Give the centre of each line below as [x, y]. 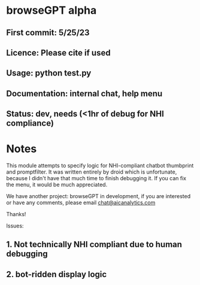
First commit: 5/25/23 [48, 33]
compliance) [30, 123]
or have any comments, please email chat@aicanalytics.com [81, 203]
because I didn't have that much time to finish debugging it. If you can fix [96, 178]
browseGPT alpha [51, 10]
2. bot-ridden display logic [57, 274]
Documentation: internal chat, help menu [84, 93]
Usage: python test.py [49, 73]
